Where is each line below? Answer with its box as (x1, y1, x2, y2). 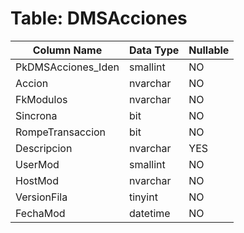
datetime (129, 206, 171, 220)
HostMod (15, 173, 60, 187)
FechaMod (15, 206, 66, 220)
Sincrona (15, 108, 58, 122)
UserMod (15, 157, 60, 171)
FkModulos (15, 92, 68, 106)
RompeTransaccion (15, 125, 107, 139)
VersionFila (15, 190, 68, 204)
